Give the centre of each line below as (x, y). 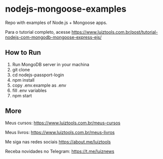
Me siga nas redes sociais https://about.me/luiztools (58, 142)
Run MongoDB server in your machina (51, 64)
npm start (22, 95)
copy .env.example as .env (39, 85)
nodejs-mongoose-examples (66, 9)
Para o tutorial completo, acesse (38, 32)
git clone (21, 69)
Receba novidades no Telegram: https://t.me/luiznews (60, 151)
